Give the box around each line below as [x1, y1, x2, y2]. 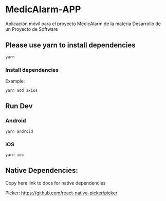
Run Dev [5, 102, 33, 111]
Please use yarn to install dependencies [5, 41, 136, 50]
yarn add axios [5, 88, 38, 93]
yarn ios [5, 152, 24, 157]
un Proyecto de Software [5, 26, 58, 32]
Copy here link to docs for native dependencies [5, 179, 106, 186]
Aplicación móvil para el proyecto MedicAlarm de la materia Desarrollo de [5, 21, 161, 27]
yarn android [5, 129, 33, 134]
